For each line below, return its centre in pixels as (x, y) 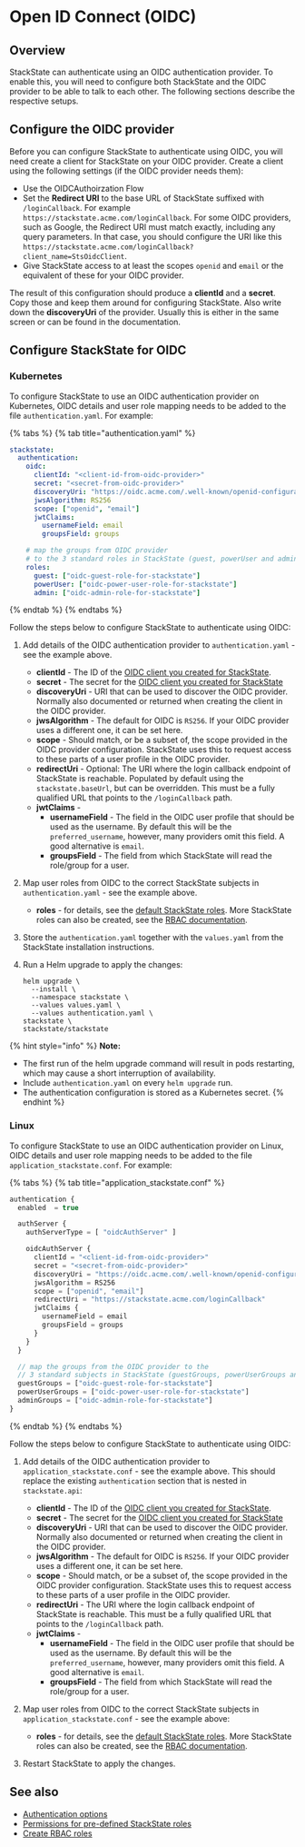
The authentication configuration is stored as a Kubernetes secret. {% (153, 1093)
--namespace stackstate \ (80, 998)
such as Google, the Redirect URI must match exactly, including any (149, 227)
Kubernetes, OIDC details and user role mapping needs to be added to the (148, 405)
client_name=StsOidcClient (74, 256)
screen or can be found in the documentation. (95, 322)
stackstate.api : (53, 1490)
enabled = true (48, 1207)
